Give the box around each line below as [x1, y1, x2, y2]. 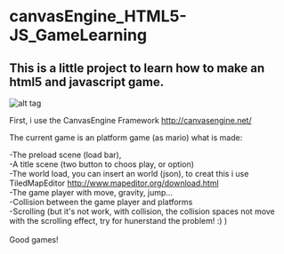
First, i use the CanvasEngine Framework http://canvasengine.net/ [9, 115, 252, 125]
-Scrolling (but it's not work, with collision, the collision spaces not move [9, 206, 276, 217]
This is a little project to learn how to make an [9, 60, 265, 75]
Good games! [9, 234, 60, 245]
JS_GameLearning [9, 25, 148, 45]
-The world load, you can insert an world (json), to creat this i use [9, 169, 249, 179]
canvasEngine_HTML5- [9, 6, 187, 27]
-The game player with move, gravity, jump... [9, 187, 174, 197]
